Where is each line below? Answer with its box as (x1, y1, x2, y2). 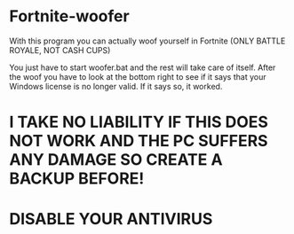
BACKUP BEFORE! (9, 168, 145, 189)
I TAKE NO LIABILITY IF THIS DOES (9, 113, 269, 132)
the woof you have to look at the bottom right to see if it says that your (9, 71, 266, 82)
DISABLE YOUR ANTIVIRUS (9, 209, 213, 230)
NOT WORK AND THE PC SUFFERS (9, 131, 268, 152)
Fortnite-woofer (9, 6, 131, 27)
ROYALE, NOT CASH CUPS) (9, 44, 111, 55)
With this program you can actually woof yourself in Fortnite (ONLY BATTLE (9, 35, 286, 46)
